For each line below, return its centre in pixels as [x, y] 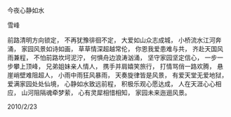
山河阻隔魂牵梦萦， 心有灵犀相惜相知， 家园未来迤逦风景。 [106, 92]
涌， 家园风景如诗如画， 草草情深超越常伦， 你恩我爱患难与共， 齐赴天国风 [115, 49]
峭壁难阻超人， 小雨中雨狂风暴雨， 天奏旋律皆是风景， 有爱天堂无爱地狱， [120, 75]
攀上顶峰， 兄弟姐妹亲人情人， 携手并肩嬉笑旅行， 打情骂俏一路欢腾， [114, 66]
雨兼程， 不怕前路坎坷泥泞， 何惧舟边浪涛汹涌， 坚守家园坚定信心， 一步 [112, 57]
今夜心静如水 [26, 10]
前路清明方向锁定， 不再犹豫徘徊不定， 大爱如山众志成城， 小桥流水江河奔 [114, 40]
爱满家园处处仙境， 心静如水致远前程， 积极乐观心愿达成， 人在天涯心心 [111, 84]
